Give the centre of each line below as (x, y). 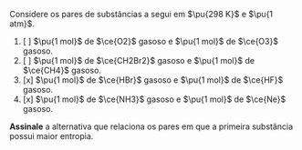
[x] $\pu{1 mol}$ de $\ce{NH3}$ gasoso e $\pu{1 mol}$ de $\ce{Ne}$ (154, 99)
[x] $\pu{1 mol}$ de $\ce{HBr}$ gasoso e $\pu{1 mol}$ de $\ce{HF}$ (153, 80)
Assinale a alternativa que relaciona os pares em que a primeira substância (151, 126)
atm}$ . (22, 24)
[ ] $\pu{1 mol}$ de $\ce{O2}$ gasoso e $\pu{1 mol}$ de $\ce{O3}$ (150, 41)
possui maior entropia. (52, 136)
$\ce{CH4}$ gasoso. (62, 70)
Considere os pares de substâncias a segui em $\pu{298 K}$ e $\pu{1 (141, 14)
